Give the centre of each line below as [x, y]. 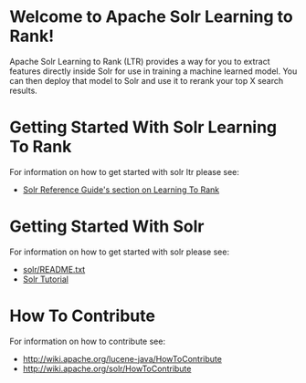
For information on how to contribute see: [88, 341]
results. [24, 90]
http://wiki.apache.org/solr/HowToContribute [107, 368]
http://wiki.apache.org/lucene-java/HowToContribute [122, 358]
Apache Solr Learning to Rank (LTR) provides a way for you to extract [140, 61]
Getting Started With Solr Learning [143, 127]
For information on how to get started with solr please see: [120, 252]
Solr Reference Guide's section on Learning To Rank [121, 190]
